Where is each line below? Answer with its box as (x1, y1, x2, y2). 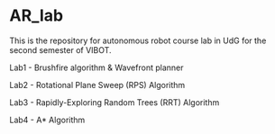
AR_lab (9, 5, 64, 26)
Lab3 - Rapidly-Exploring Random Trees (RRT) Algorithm (9, 96, 220, 108)
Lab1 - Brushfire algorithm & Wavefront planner (9, 62, 184, 73)
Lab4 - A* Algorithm (9, 114, 86, 125)
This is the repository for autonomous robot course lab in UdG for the (9, 35, 267, 46)
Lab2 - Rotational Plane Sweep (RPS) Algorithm (9, 79, 186, 90)
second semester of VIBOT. (9, 44, 112, 55)
